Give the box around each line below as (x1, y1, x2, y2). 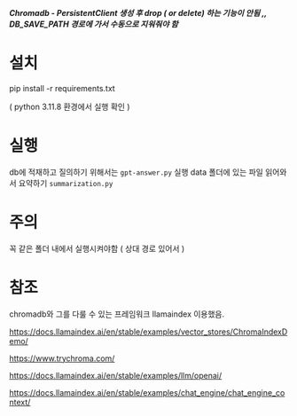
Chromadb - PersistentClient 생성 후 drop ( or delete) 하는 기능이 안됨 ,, (9, 8, 268, 18)
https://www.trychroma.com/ (9, 353, 115, 364)
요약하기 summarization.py (18, 177, 113, 188)
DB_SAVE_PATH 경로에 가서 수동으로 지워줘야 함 (9, 19, 179, 29)
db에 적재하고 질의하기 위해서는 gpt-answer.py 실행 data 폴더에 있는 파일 (9, 167, 263, 177)
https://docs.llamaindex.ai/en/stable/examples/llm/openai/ (9, 370, 223, 381)
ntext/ (9, 396, 31, 407)
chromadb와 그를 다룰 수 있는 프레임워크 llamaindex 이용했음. (9, 309, 225, 319)
